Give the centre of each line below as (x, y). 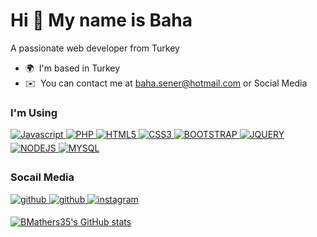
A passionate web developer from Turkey (95, 48)
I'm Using (34, 112)
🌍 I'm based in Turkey (72, 68)
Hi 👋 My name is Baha (101, 20)
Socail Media (42, 177)
